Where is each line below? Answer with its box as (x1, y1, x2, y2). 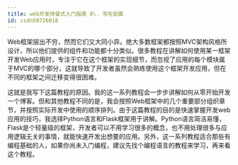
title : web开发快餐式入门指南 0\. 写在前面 (7, 10, 124, 18)
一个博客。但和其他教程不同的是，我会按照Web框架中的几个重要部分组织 (7, 96, 220, 105)
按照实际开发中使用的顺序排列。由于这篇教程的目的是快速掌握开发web (25, 106, 231, 114)
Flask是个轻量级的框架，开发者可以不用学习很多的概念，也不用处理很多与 (7, 123, 222, 132)
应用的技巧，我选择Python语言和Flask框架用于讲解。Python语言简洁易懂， (7, 114, 225, 123)
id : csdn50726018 (7, 17, 59, 24)
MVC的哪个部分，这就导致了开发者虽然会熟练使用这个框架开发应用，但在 (13, 64, 227, 72)
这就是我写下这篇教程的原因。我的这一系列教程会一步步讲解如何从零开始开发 (7, 88, 231, 96)
